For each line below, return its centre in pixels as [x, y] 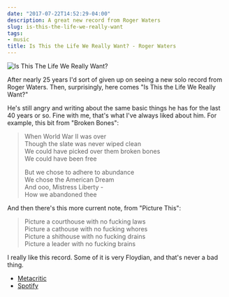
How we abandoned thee [60, 194]
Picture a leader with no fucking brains [80, 244]
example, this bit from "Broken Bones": [63, 123]
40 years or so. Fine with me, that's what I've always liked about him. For [112, 115]
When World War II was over [65, 136]
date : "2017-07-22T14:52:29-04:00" [59, 14]
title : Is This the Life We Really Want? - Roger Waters [92, 46]
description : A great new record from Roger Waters [84, 20]
